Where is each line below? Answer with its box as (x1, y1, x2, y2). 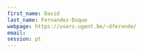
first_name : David (7, 10, 60, 17)
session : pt (7, 36, 41, 43)
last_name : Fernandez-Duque (7, 17, 88, 23)
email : (7, 29, 26, 36)
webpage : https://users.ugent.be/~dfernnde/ (7, 23, 137, 30)
